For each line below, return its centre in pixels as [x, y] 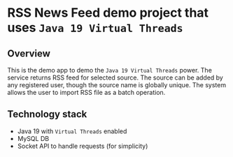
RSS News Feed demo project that [108, 13]
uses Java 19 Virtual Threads [95, 28]
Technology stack [47, 114]
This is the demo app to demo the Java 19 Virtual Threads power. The [110, 70]
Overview [29, 53]
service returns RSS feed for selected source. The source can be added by [115, 77]
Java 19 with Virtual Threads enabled [72, 131]
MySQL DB [33, 138]
